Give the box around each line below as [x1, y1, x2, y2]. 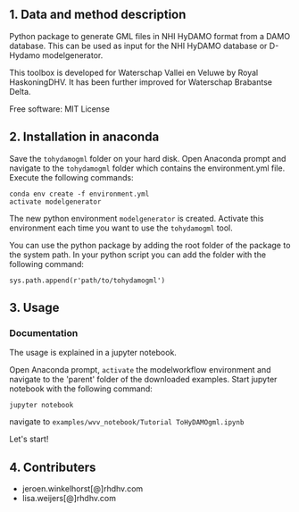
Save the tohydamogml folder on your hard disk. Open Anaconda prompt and [9, 153, 287, 164]
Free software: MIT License [9, 103, 110, 114]
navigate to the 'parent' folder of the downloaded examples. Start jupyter [9, 374, 278, 385]
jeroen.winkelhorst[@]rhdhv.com [21, 483, 144, 494]
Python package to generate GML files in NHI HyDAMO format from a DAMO [9, 30, 291, 41]
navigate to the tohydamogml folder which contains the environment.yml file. [9, 163, 286, 173]
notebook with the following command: [9, 383, 154, 394]
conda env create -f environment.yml [9, 189, 150, 198]
